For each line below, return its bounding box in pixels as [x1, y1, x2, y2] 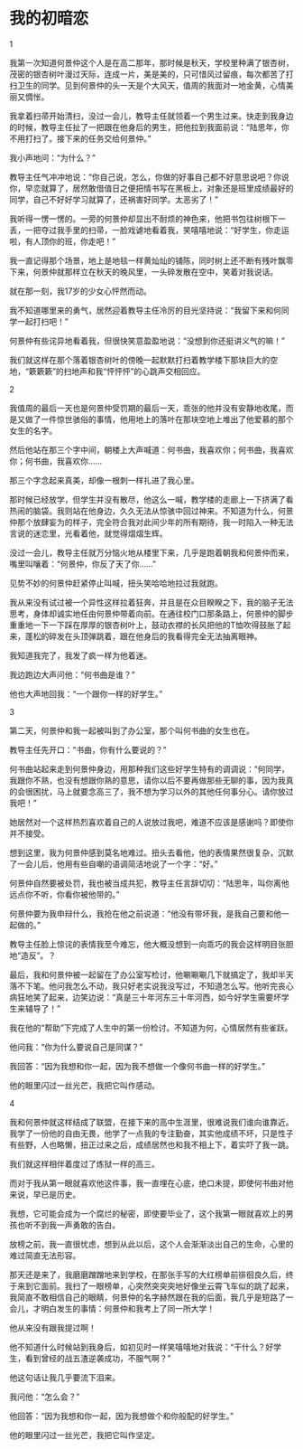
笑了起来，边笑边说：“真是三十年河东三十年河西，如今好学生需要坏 [32, 992, 282, 1002]
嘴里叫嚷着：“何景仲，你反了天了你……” [9, 558, 156, 569]
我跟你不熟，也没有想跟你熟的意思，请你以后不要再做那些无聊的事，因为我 [9, 775, 286, 786]
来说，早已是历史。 [9, 1189, 81, 1200]
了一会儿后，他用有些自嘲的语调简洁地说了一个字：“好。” [9, 858, 218, 869]
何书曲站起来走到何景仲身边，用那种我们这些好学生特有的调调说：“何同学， [9, 763, 290, 774]
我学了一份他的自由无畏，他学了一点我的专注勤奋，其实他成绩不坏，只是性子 [9, 1127, 294, 1139]
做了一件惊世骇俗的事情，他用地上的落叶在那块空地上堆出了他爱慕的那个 [24, 413, 294, 425]
